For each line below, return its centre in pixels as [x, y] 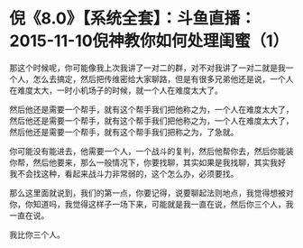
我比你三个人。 [37, 234]
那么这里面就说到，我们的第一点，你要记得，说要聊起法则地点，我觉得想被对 [151, 193]
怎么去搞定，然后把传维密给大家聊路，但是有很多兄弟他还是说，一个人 [163, 78]
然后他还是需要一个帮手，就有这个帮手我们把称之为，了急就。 [124, 132]
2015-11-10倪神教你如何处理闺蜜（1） [149, 41]
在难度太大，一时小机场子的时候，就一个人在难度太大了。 [116, 90]
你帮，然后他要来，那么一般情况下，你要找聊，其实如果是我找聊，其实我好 [147, 162]
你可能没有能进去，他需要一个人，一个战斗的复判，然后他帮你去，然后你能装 [151, 151]
